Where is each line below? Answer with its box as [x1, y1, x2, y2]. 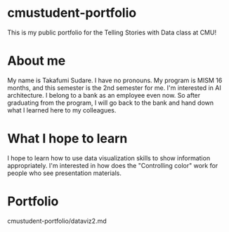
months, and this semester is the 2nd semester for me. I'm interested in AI [7, 83, 221, 92]
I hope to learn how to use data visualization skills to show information [7, 153, 211, 162]
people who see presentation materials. [7, 169, 122, 177]
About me [7, 53, 66, 69]
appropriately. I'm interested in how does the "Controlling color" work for [7, 161, 218, 169]
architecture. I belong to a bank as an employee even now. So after [7, 91, 201, 99]
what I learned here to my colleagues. [7, 105, 117, 114]
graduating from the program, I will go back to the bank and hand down [7, 98, 214, 107]
